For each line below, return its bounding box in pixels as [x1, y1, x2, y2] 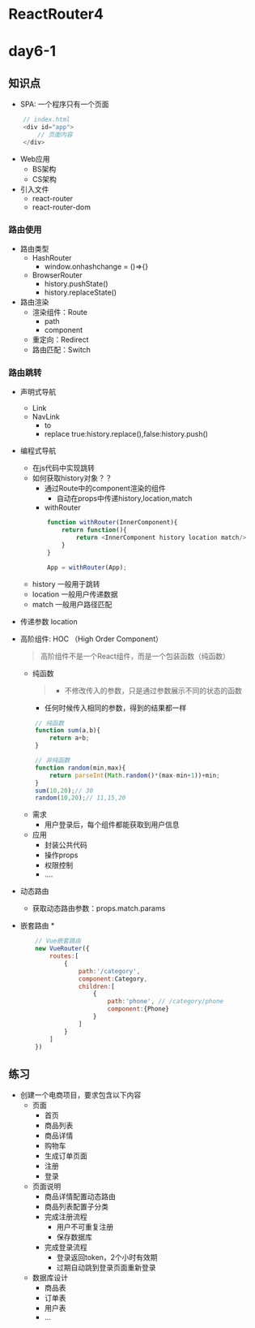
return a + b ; [49, 734, 90, 743]
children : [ [78, 982, 115, 990]
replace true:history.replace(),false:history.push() [44, 429, 209, 439]
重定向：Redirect [32, 334, 89, 344]
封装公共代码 [44, 840, 87, 850]
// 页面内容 [37, 131, 73, 139]
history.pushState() [44, 278, 108, 288]
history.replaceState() [44, 287, 117, 297]
